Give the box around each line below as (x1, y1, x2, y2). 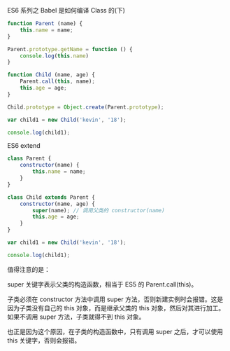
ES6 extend (7, 142, 41, 150)
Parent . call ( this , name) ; (20, 78, 96, 85)
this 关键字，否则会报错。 (7, 336, 81, 345)
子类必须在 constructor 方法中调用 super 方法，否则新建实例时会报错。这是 (7, 295, 224, 303)
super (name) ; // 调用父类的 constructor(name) (32, 207, 166, 214)
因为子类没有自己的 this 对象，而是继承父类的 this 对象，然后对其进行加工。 (7, 303, 225, 312)
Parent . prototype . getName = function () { (7, 46, 133, 53)
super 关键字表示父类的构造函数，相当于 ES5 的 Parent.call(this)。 (7, 280, 198, 289)
